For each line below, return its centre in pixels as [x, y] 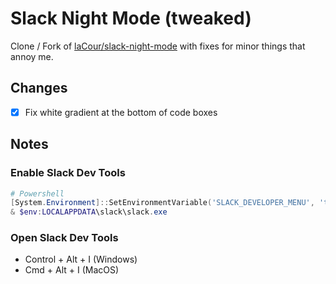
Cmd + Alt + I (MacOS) [72, 270]
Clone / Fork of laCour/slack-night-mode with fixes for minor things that [158, 46]
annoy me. [32, 56]
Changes [39, 88]
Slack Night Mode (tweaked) [131, 18]
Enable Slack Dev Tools [68, 173]
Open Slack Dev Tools [64, 238]
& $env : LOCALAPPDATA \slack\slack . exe [89, 212]
